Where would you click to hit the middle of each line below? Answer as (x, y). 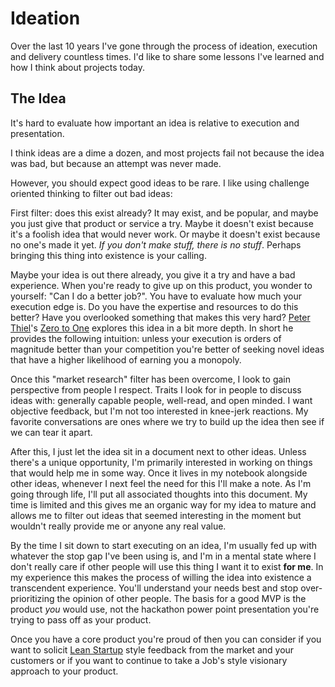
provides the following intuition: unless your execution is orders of (146, 338)
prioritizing (32, 598)
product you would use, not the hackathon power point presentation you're (165, 609)
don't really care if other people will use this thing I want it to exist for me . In (167, 566)
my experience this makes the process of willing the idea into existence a (161, 577)
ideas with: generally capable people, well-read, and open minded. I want (161, 400)
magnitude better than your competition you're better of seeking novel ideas (167, 349)
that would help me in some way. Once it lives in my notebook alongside (159, 473)
